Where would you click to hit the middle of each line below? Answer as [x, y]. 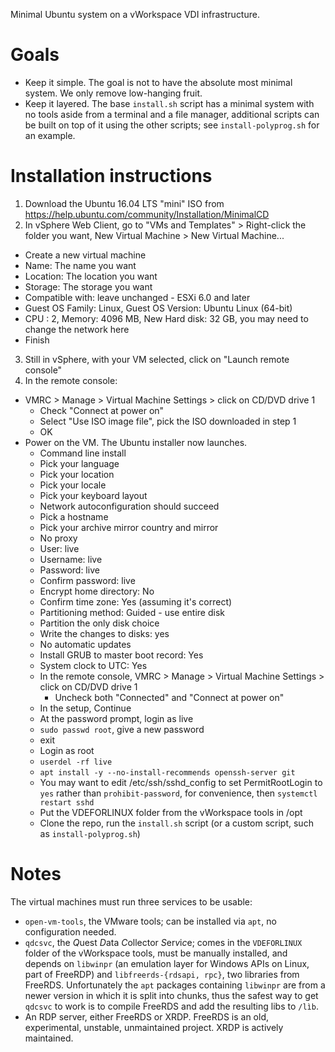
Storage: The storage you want [88, 286]
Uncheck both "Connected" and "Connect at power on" [169, 697]
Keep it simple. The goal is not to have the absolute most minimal [158, 82]
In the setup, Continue [85, 708]
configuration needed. [70, 931]
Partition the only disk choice [99, 623]
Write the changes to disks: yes [104, 633]
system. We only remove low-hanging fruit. [113, 93]
